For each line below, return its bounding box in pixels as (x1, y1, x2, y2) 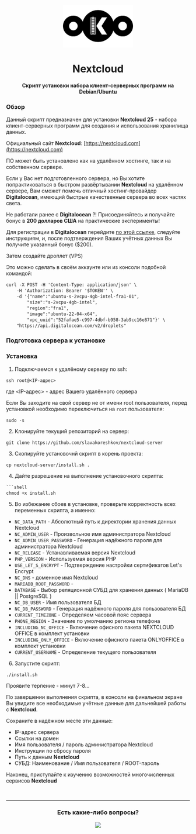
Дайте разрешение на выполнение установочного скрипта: (14, 472, 164, 479)
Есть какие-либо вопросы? (57, 808, 139, 816)
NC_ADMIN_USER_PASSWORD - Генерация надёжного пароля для (14, 536, 162, 543)
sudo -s (6, 417, 25, 423)
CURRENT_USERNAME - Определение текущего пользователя (14, 648, 156, 656)
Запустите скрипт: (14, 660, 61, 667)
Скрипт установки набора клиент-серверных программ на (22, 82, 174, 89)
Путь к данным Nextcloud (14, 753, 80, 760)
